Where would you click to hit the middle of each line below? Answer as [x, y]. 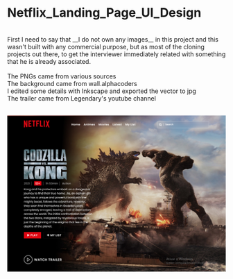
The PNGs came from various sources [62, 76]
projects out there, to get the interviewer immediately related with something [116, 54]
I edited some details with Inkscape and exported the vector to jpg [102, 91]
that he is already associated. [49, 61]
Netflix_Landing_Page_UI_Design [104, 13]
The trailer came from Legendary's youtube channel [81, 98]
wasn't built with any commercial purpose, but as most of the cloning [106, 46]
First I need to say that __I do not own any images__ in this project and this [113, 39]
